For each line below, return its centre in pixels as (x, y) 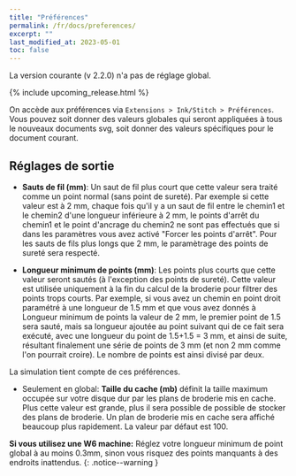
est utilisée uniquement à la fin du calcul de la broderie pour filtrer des (150, 288)
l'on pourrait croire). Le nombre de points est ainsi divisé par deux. (143, 354)
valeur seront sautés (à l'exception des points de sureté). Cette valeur (149, 279)
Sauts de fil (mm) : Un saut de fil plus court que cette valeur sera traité (150, 187)
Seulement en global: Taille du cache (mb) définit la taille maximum (144, 388)
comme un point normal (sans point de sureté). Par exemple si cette (145, 196)
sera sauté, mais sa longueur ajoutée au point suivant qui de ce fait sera (153, 326)
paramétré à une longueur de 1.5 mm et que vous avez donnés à (139, 307)
